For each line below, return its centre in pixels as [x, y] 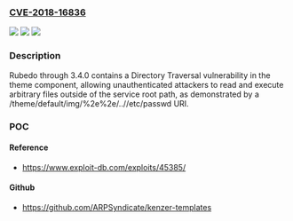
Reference [29, 147]
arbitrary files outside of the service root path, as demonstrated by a [134, 94]
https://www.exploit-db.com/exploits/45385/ [104, 167]
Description [35, 56]
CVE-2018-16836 [48, 12]
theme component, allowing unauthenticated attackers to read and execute [146, 84]
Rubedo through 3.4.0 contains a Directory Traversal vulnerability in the [140, 75]
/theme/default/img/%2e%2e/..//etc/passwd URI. [99, 103]
